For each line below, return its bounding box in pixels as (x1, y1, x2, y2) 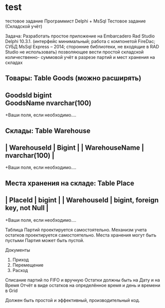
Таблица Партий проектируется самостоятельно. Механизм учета (5, 227, 147, 233)
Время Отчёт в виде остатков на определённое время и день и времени (5, 282, 161, 288)
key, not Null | (5, 204, 49, 212)
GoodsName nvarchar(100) (5, 99, 92, 107)
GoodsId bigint (5, 91, 52, 99)
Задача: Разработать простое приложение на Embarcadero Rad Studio (5, 33, 155, 39)
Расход (12, 267, 28, 273)
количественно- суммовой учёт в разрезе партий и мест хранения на (5, 54, 156, 60)
